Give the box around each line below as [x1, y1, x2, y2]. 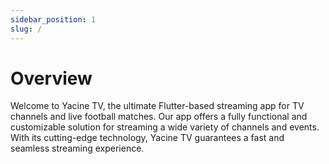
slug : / [10, 24, 43, 34]
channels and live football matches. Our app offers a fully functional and [10, 111, 308, 123]
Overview [10, 67, 93, 90]
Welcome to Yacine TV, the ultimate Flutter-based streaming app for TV [10, 100, 305, 112]
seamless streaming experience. [10, 142, 145, 155]
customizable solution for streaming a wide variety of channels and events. [10, 121, 320, 133]
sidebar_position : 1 [10, 14, 97, 25]
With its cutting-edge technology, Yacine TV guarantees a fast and [10, 132, 285, 144]
